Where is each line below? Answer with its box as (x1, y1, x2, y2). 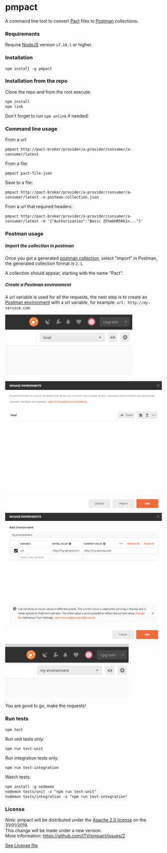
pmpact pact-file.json (5, 171, 52, 176)
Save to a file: (5, 180, 33, 186)
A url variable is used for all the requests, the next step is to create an (5, 294, 148, 300)
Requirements (5, 30, 40, 37)
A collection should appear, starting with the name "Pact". (5, 270, 123, 276)
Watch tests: (5, 774, 31, 780)
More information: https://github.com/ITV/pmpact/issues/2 (5, 833, 125, 839)
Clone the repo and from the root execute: (5, 89, 91, 95)
